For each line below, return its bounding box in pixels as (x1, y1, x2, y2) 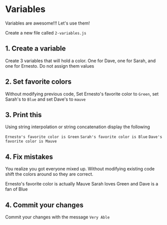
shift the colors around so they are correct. (5, 171, 93, 177)
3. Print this (5, 110, 42, 119)
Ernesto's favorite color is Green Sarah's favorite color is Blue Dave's (5, 134, 162, 140)
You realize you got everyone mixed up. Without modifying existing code (5, 166, 155, 172)
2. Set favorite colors (5, 78, 71, 86)
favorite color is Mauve (5, 139, 57, 144)
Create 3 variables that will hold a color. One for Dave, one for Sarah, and (5, 58, 156, 64)
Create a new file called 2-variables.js (5, 30, 86, 36)
